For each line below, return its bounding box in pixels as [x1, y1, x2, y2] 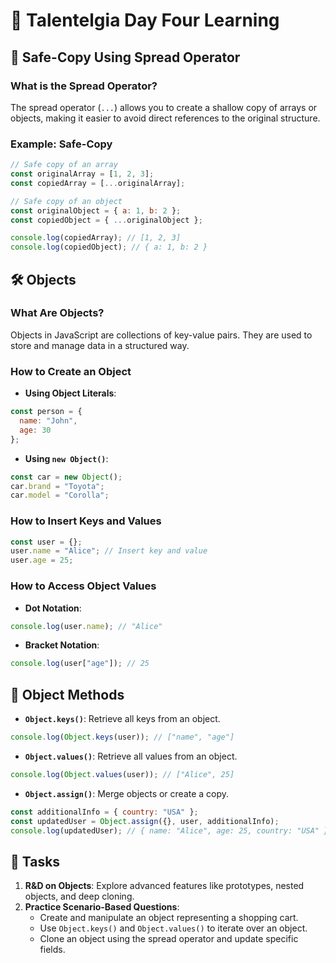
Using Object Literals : [24, 387, 117, 399]
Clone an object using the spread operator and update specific [39, 933, 299, 945]
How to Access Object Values [10, 579, 157, 593]
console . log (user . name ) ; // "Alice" [10, 621, 163, 631]
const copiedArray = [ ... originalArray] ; [10, 178, 186, 188]
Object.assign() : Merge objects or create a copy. [24, 787, 230, 799]
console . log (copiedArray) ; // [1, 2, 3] [10, 233, 182, 243]
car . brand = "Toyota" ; [10, 481, 105, 491]
